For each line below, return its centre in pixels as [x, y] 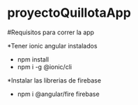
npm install [33, 59]
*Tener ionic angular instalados [52, 45]
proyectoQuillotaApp [69, 13]
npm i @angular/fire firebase [58, 94]
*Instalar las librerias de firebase [54, 80]
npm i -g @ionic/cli [44, 66]
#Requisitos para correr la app [51, 32]
